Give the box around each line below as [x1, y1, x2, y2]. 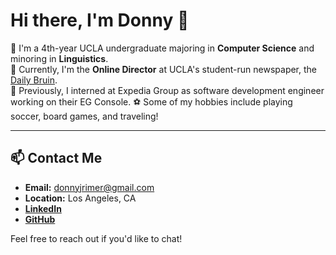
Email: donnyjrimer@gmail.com [24, 181, 155, 193]
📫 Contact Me [10, 150, 103, 167]
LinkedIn [24, 202, 62, 214]
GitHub [24, 213, 56, 225]
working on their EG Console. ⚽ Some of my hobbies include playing [10, 95, 293, 108]
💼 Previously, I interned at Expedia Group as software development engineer [10, 84, 325, 96]
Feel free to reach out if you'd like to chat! [10, 232, 183, 244]
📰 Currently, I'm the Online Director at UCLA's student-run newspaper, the [10, 63, 318, 75]
